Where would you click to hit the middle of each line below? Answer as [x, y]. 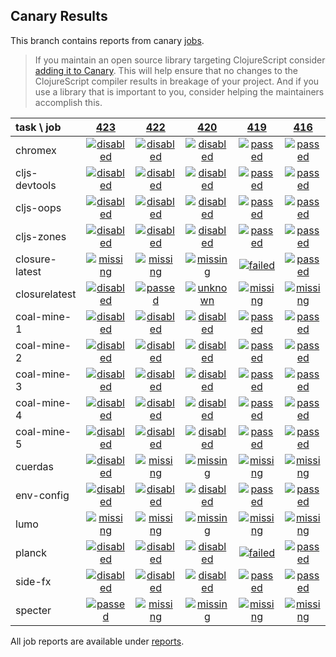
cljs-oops [38, 207]
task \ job [38, 127]
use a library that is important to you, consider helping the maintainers [179, 91]
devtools [36, 185]
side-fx [33, 581]
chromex [36, 150]
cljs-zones [41, 236]
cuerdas [34, 466]
